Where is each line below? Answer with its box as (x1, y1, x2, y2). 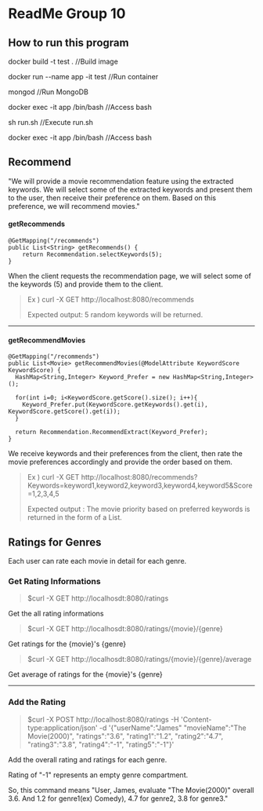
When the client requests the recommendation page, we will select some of (8, 272, 252, 281)
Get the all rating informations (8, 609, 104, 619)
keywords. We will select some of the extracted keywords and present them (8, 184, 253, 194)
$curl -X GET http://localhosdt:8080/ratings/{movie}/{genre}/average (27, 655, 252, 664)
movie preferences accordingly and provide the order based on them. (8, 457, 232, 467)
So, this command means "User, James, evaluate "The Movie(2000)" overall (8, 785, 254, 795)
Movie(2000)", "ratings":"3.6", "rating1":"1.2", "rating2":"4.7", (27, 731, 224, 740)
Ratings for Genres (8, 535, 102, 549)
